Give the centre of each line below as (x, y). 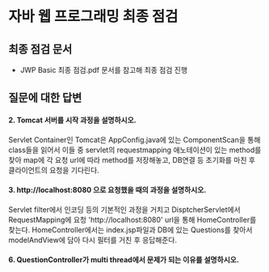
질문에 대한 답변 (45, 98)
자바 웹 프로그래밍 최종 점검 (93, 17)
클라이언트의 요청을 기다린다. (54, 170)
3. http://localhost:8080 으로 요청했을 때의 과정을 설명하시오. (107, 190)
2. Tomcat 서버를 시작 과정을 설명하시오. (72, 120)
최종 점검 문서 (40, 49)
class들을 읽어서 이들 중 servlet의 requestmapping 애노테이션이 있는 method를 (135, 150)
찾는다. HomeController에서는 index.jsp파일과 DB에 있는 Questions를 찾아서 (130, 229)
